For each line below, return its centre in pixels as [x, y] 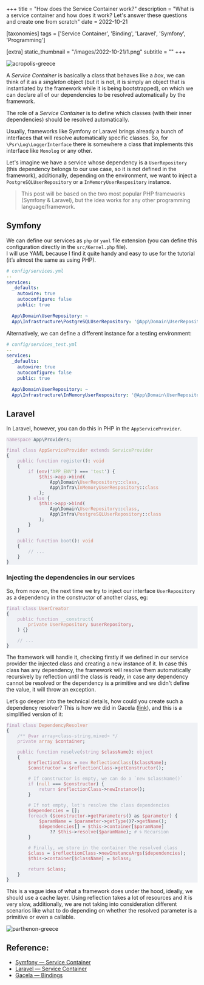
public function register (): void [61, 461]
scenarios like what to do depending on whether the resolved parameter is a [102, 910]
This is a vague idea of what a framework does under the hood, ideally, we [100, 891]
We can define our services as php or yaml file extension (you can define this [102, 240]
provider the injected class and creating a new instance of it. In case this [97, 664]
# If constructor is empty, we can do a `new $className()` [106, 779]
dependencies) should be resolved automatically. [68, 119]
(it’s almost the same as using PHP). [51, 260]
